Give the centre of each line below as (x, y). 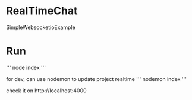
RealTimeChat (42, 11)
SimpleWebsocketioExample (41, 27)
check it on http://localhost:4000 (47, 91)
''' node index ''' (26, 67)
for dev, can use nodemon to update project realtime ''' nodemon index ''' (97, 79)
